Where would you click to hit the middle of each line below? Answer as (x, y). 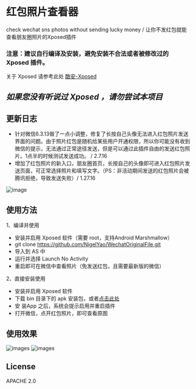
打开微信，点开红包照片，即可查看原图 (61, 314)
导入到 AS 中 (30, 252)
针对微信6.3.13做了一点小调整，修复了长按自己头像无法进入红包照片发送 (102, 134)
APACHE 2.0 (21, 381)
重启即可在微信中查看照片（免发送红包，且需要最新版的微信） (89, 266)
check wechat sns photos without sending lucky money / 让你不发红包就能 (97, 29)
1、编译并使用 (23, 225)
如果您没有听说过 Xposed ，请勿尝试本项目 (84, 97)
